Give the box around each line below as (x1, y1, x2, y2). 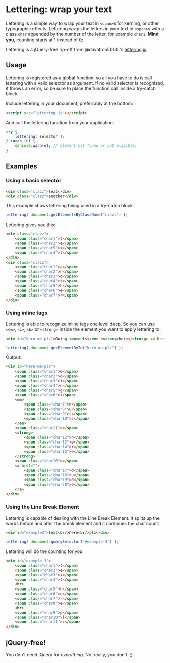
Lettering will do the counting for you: (6, 548, 84, 555)
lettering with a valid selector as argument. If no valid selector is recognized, (6, 80, 164, 86)
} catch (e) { (6, 138, 36, 144)
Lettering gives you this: (6, 222, 56, 228)
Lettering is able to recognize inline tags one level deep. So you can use (6, 321, 155, 327)
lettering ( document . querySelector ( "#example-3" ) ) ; (6, 539, 119, 544)
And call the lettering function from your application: (6, 119, 115, 125)
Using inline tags (6, 309, 48, 316)
